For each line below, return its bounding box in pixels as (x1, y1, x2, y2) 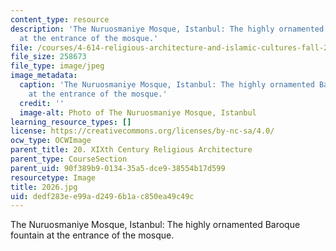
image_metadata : (10, 71, 78, 81)
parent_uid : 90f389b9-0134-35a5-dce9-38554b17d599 (10, 163, 226, 173)
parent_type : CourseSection (10, 154, 128, 164)
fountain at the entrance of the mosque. (10, 229, 175, 241)
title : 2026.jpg (10, 182, 78, 192)
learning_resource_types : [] (10, 117, 132, 127)
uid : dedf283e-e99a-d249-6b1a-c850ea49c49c (10, 191, 195, 201)
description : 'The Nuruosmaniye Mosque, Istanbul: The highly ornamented (10, 24, 325, 34)
